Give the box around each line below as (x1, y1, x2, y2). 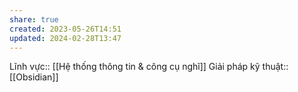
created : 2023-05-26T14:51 (9, 24, 122, 34)
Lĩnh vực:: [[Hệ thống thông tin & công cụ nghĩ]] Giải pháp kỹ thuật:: (9, 61, 289, 73)
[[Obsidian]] (9, 71, 59, 83)
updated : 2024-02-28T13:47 (9, 33, 122, 43)
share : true (9, 14, 59, 25)
